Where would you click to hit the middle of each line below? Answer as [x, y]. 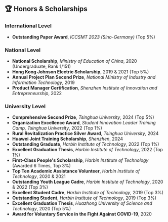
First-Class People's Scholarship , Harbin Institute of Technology [80, 160]
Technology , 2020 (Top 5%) [41, 209]
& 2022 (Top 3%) [30, 187]
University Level [25, 106]
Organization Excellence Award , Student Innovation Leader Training [84, 123]
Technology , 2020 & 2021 [39, 176]
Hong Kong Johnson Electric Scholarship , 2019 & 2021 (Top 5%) [80, 72]
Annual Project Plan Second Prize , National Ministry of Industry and [84, 77]
